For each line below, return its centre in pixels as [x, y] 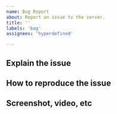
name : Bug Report [28, 12]
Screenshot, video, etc [49, 104]
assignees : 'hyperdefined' [40, 34]
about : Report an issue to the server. [56, 17]
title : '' [19, 23]
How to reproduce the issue [59, 83]
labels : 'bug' [24, 28]
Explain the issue [39, 63]
